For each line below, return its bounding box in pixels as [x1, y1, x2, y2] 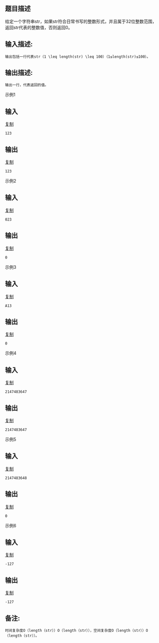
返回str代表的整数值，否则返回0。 [5, 24, 73, 30]
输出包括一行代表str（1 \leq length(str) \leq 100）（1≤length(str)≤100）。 [5, 54, 151, 59]
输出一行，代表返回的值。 [5, 83, 48, 87]
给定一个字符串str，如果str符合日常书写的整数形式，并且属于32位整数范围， [5, 18, 157, 24]
